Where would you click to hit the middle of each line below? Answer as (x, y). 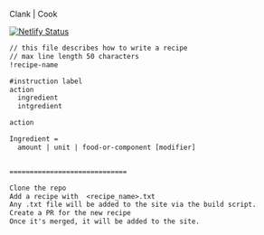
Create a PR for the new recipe (70, 213)
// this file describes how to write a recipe (99, 48)
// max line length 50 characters (75, 56)
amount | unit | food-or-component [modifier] (107, 147)
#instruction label (46, 81)
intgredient (40, 107)
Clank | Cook (33, 14)
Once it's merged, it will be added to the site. (105, 221)
